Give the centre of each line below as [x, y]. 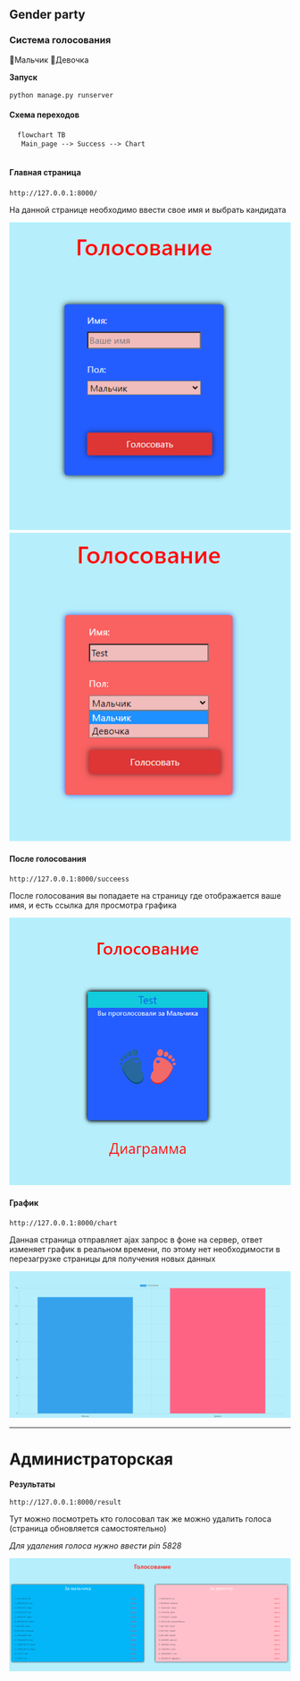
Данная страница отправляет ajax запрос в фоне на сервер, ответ [136, 1240]
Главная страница [46, 173]
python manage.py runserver [62, 95]
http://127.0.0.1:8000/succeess [69, 879]
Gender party [48, 15]
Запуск [24, 77]
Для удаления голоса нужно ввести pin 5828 [96, 1546]
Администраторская [92, 1459]
